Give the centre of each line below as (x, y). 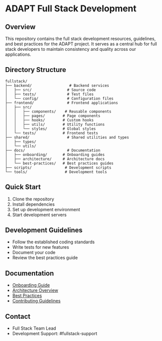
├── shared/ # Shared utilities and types (67, 137)
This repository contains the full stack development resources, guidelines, (81, 38)
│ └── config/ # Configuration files (59, 98)
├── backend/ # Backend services (57, 85)
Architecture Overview (35, 290)
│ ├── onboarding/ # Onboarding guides (55, 154)
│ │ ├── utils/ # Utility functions (55, 124)
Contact (18, 316)
